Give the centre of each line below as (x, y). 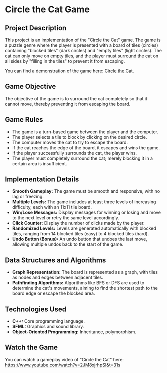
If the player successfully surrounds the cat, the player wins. (75, 153)
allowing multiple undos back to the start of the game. (68, 244)
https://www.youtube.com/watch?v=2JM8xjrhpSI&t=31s (63, 365)
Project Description (36, 28)
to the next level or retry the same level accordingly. (66, 218)
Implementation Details (42, 179)
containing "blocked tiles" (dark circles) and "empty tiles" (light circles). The (84, 50)
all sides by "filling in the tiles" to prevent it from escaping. (65, 61)
